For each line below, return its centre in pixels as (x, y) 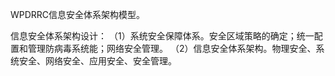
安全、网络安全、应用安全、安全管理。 (97, 61)
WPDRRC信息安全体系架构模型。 (78, 14)
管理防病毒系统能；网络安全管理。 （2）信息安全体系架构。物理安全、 (172, 48)
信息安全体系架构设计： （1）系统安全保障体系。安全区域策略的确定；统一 (162, 36)
